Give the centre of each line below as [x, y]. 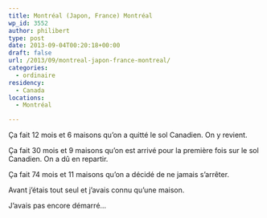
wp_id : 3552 [28, 23]
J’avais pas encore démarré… [58, 206]
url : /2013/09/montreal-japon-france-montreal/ [90, 61]
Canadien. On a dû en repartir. [58, 159]
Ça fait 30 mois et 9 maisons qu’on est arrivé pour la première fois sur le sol [133, 151]
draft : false [30, 53]
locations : [27, 98]
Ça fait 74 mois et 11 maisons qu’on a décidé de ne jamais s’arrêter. [119, 175]
